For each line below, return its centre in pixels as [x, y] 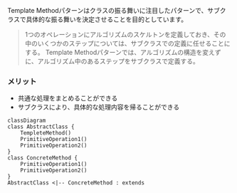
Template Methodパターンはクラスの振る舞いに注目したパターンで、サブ [114, 10]
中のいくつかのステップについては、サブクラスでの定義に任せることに [127, 43]
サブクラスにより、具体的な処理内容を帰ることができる [99, 107]
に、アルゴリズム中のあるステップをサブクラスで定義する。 [112, 61]
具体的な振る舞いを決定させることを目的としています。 [106, 19]
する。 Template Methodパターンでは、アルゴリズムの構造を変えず [123, 52]
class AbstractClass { [41, 127]
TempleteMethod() [46, 133]
